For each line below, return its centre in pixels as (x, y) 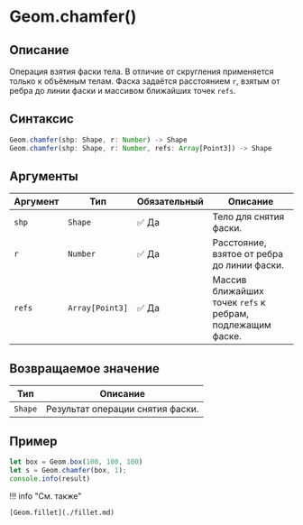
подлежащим (242, 325)
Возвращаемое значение (85, 368)
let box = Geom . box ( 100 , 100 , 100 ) (76, 462)
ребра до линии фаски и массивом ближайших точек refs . (123, 91)
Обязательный (170, 202)
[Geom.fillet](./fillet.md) (62, 512)
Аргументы (44, 176)
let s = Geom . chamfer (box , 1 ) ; (68, 470)
